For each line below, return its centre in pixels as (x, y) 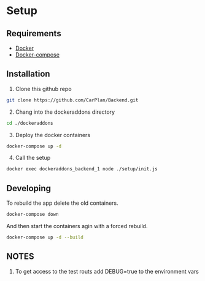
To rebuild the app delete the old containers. (62, 203)
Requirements (34, 34)
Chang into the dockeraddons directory (65, 112)
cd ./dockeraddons (30, 123)
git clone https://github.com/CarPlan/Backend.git (72, 100)
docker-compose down (33, 215)
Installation (28, 74)
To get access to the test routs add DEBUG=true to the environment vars (107, 271)
